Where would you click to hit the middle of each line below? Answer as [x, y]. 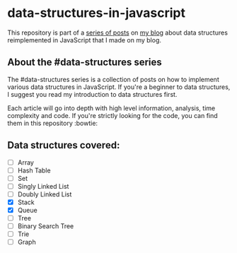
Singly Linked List [43, 186]
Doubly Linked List [45, 194]
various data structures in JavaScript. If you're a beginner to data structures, [119, 87]
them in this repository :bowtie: [52, 123]
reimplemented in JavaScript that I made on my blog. [84, 40]
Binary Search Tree [46, 226]
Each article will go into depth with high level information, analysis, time [111, 108]
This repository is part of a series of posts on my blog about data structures [118, 33]
